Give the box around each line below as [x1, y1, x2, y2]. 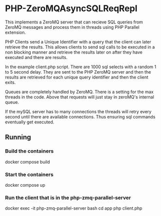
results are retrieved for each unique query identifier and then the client [5, 74, 148, 80]
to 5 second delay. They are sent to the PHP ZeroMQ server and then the [5, 69, 151, 75]
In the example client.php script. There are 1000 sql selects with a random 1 [5, 64, 157, 70]
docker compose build [5, 159, 50, 165]
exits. [5, 79, 16, 85]
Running [5, 133, 32, 141]
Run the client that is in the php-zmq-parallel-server [5, 194, 131, 201]
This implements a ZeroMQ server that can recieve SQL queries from [5, 19, 143, 25]
